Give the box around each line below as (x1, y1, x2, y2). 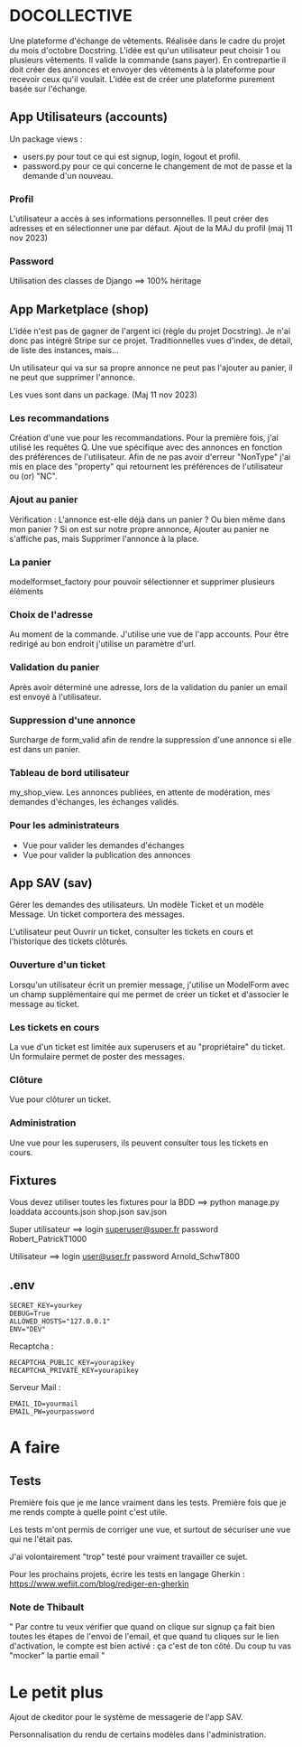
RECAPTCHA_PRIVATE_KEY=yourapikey (9, 1366, 140, 1376)
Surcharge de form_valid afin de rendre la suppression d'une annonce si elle (9, 733, 292, 745)
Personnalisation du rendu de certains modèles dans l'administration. (9, 1729, 267, 1740)
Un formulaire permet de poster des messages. (9, 1051, 185, 1061)
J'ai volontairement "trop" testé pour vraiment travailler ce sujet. (9, 1551, 248, 1563)
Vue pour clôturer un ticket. (9, 1094, 112, 1105)
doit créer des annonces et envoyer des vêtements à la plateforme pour (9, 64, 276, 75)
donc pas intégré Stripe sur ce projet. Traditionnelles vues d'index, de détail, (9, 335, 293, 346)
